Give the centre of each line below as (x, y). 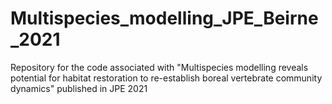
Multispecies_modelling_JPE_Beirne (164, 18)
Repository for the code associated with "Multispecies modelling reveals (159, 67)
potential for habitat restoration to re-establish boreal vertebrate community (166, 78)
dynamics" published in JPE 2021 (79, 88)
